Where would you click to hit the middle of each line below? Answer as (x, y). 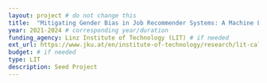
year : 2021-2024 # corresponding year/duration (89, 30)
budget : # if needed (43, 52)
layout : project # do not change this (72, 15)
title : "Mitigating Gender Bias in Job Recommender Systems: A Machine (131, 23)
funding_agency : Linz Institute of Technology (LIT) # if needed (118, 38)
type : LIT (25, 60)
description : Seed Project (53, 67)
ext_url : (23, 45)
